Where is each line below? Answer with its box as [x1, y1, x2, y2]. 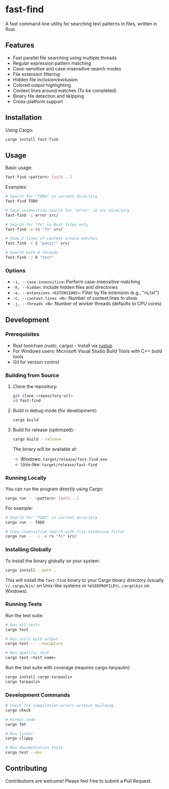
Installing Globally [5, 546, 51, 553]
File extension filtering [12, 71, 60, 77]
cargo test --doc [5, 750, 43, 755]
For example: [5, 505, 33, 511]
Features [5, 41, 34, 50]
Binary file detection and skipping [12, 93, 84, 99]
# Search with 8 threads [5, 250, 59, 255]
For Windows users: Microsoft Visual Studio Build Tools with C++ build [12, 348, 162, 354]
